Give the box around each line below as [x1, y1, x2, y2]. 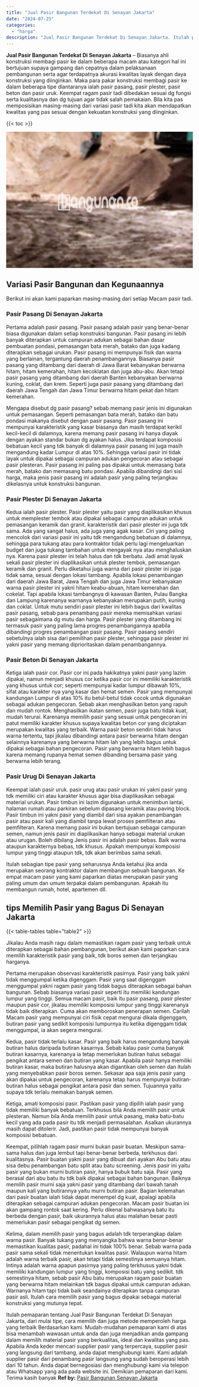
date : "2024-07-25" [6, 15, 54, 22]
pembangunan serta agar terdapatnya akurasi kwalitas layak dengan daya [6, 71, 187, 78]
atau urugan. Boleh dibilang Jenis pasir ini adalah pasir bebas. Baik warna [6, 836, 187, 843]
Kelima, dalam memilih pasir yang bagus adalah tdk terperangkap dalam [6, 1230, 182, 1237]
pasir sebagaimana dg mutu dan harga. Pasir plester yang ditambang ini [6, 616, 182, 623]
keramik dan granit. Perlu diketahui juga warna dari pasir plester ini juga [6, 565, 181, 572]
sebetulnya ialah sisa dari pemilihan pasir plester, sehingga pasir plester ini [6, 635, 189, 642]
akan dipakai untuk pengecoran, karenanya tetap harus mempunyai [6, 1076, 171, 1083]
